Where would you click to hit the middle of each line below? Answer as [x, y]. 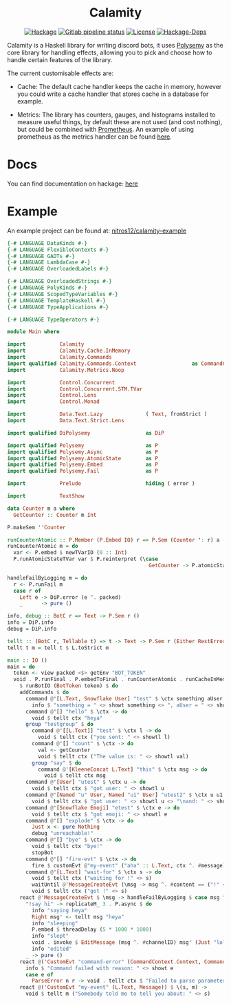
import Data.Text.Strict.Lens [66, 421]
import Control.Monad [53, 402]
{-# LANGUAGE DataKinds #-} [47, 243]
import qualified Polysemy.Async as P [82, 452]
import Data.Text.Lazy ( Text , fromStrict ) [107, 414]
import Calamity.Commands [59, 357]
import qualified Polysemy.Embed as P [82, 465]
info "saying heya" [60, 910]
